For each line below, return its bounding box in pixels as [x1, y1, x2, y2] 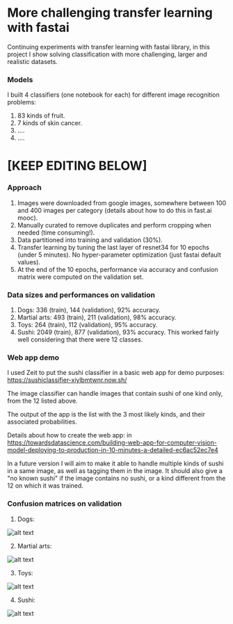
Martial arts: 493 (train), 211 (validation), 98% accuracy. [17, 313, 177, 321]
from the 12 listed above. [7, 397, 78, 405]
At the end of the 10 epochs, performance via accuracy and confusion [17, 265, 218, 273]
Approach [7, 183, 42, 193]
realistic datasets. [7, 57, 58, 65]
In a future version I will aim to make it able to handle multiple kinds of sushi [7, 459, 224, 467]
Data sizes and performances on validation [7, 290, 155, 300]
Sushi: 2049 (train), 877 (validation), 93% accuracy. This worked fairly [17, 328, 219, 337]
